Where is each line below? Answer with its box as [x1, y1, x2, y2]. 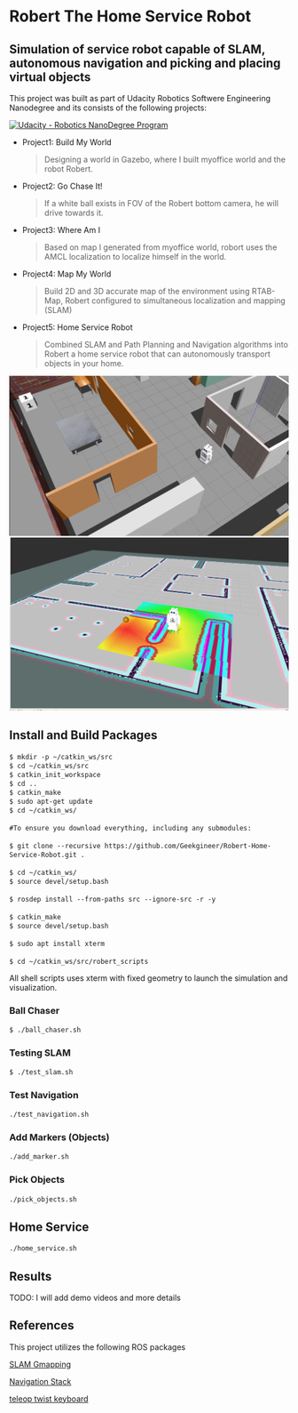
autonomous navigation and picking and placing [9, 55, 281, 70]
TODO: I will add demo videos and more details [9, 1292, 182, 1303]
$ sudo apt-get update [9, 797, 93, 806]
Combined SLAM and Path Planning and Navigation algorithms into [43, 340, 288, 349]
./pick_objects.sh [9, 1194, 77, 1204]
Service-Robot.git [9, 850, 77, 859]
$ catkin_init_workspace [9, 770, 101, 779]
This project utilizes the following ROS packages [9, 1341, 186, 1353]
